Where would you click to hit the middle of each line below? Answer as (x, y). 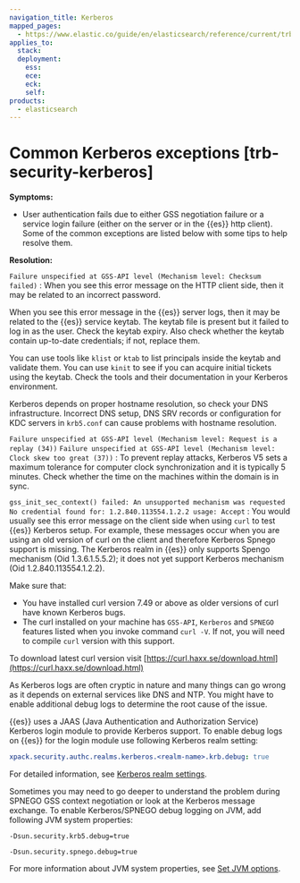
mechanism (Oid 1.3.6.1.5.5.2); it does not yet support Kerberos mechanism (146, 559)
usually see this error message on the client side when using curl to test (142, 521)
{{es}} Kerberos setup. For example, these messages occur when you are (145, 531)
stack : (29, 51)
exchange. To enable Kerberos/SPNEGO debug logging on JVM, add (135, 811)
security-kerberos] (81, 172)
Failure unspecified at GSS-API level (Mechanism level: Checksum (135, 277)
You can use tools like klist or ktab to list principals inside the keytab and (145, 358)
